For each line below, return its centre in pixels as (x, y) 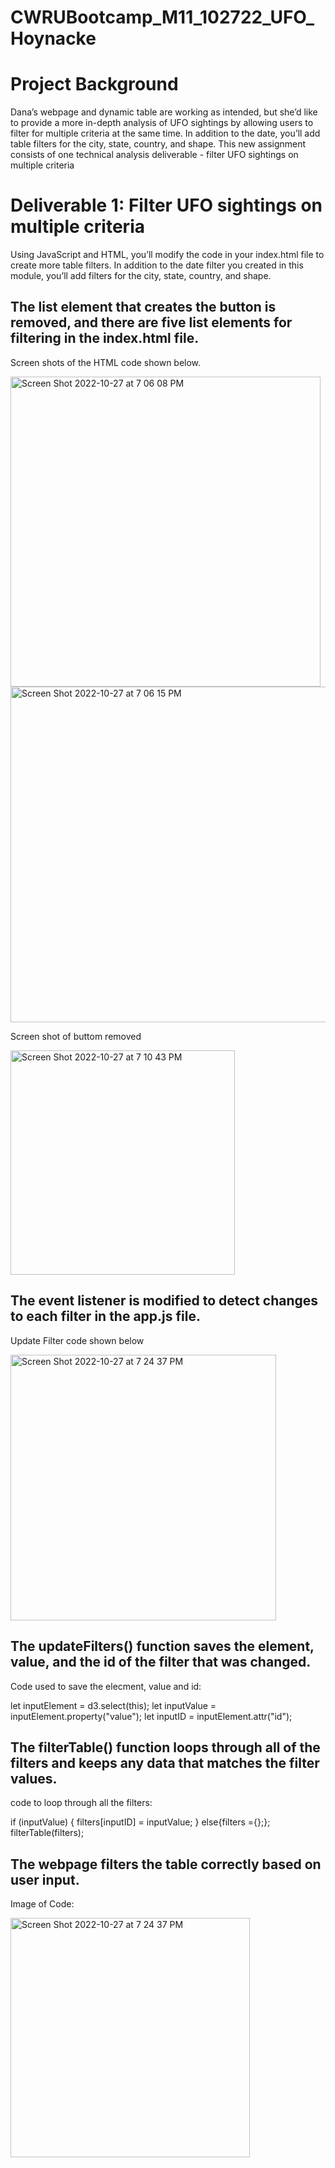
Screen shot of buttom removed (76, 1036)
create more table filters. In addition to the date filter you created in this (157, 265)
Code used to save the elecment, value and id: (106, 1686)
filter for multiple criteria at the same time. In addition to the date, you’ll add (165, 133)
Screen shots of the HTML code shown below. (106, 362)
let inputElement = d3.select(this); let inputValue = (113, 1705)
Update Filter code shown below (77, 1340)
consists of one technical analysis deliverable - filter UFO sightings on (154, 155)
